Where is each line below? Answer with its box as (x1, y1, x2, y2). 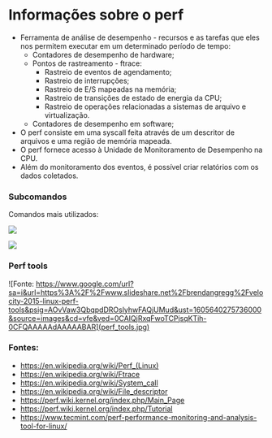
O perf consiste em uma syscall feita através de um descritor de (19, 128, 235, 137)
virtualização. (44, 110, 90, 119)
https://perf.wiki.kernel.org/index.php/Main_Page (19, 395, 185, 405)
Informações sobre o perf (8, 6, 184, 24)
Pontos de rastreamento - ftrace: (32, 59, 142, 68)
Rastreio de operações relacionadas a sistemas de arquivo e (44, 102, 246, 111)
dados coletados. (19, 171, 79, 180)
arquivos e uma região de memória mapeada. (19, 136, 172, 145)
